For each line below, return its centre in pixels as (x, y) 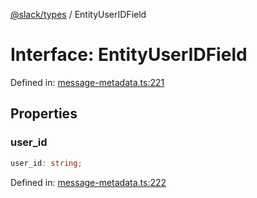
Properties (44, 114)
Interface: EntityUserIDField (129, 55)
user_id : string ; (46, 163)
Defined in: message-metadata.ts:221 (87, 82)
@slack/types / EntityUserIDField (78, 14)
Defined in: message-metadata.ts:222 (88, 182)
